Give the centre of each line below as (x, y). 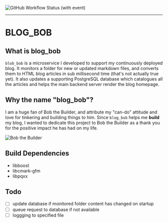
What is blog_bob (33, 51)
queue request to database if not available (56, 209)
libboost (21, 165)
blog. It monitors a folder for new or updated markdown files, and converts (82, 68)
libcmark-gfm (26, 170)
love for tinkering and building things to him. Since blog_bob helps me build (82, 117)
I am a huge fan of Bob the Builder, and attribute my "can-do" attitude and (81, 112)
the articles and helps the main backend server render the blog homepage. (82, 84)
